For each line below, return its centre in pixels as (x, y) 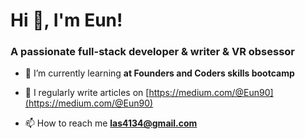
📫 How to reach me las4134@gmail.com (111, 123)
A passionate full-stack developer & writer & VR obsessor (153, 52)
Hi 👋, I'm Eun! (66, 20)
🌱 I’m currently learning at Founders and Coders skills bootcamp (159, 73)
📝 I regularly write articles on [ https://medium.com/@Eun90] (149, 93)
